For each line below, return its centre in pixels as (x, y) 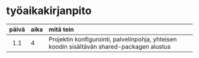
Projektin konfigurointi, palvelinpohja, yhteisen (113, 39)
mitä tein (61, 29)
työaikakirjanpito (49, 11)
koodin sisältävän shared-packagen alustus (110, 46)
